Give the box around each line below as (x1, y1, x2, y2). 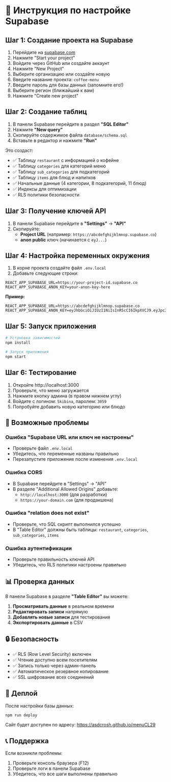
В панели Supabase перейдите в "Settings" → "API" (12, 220, 126, 226)
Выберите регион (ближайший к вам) (12, 87, 95, 93)
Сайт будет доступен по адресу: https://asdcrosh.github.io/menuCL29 (5, 722, 156, 728)
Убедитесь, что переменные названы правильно (12, 451, 119, 457)
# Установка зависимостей (5, 336, 60, 341)
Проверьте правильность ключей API (12, 556, 95, 562)
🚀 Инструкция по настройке (5, 5, 131, 16)
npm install (5, 340, 31, 345)
